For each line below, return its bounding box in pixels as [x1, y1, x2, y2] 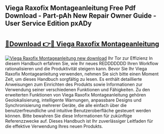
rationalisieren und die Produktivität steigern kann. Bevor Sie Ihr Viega [5, 66, 147, 71]
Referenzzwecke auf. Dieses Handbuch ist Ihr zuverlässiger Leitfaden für [5, 118, 154, 124]
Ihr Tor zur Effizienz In [108, 55, 153, 61]
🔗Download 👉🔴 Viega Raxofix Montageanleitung [5, 39, 159, 48]
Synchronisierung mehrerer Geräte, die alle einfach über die [5, 102, 127, 108]
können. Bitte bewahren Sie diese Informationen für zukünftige [5, 113, 132, 119]
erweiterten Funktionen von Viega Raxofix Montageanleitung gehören [5, 92, 146, 98]
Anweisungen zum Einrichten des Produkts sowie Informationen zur [5, 81, 143, 87]
